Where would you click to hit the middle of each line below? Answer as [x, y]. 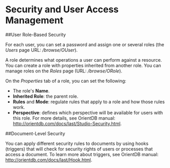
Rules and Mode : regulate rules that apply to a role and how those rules [89, 102]
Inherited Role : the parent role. [45, 96]
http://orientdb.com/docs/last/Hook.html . [49, 160]
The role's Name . [31, 90]
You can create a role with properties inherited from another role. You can [83, 65]
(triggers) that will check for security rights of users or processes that [79, 149]
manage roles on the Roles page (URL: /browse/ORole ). [64, 71]
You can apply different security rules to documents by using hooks [77, 143]
